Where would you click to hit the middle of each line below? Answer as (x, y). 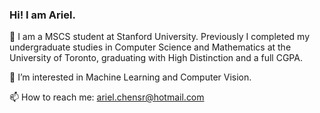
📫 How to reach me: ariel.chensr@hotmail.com (107, 97)
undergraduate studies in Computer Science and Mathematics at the (150, 47)
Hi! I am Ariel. (42, 15)
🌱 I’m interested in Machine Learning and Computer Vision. (130, 77)
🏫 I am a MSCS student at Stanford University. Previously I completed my (160, 37)
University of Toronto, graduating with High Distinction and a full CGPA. (156, 58)
